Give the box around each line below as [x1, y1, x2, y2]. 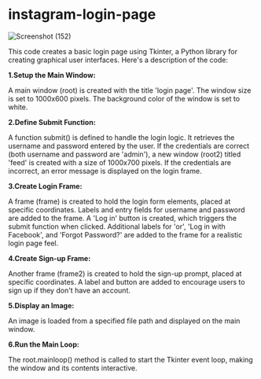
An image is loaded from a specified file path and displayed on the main [8, 316, 241, 326]
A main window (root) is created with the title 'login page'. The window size [8, 85, 252, 95]
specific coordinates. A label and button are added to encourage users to [8, 277, 245, 286]
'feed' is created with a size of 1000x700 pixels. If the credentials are [8, 157, 232, 167]
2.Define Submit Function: [8, 117, 96, 127]
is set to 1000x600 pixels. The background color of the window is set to [8, 94, 241, 103]
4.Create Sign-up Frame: [8, 253, 91, 263]
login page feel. [8, 238, 59, 248]
